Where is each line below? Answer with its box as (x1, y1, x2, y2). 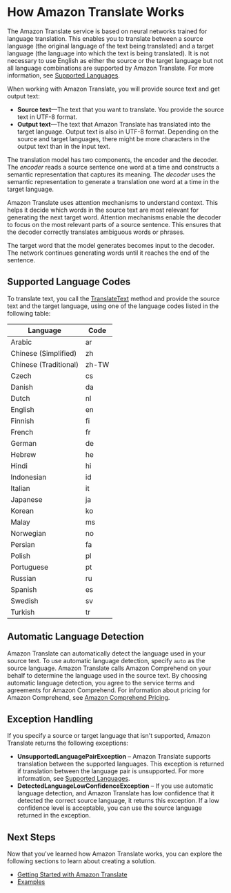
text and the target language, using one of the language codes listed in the (7, 302, 219, 310)
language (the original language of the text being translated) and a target (7, 42, 214, 50)
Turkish (10, 607, 35, 617)
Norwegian (10, 528, 47, 538)
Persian (10, 539, 36, 549)
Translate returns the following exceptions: (7, 739, 129, 748)
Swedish (10, 596, 39, 606)
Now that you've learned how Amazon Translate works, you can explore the (7, 849, 223, 858)
